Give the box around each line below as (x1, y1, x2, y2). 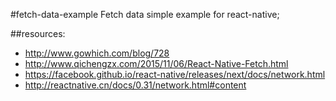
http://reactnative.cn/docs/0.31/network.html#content (24, 79, 247, 91)
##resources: (10, 28, 66, 39)
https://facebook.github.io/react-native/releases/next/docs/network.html (24, 69, 326, 80)
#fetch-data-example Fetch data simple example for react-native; (10, 9, 280, 20)
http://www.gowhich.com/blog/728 (24, 47, 170, 59)
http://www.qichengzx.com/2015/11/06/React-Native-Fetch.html (24, 58, 289, 69)
